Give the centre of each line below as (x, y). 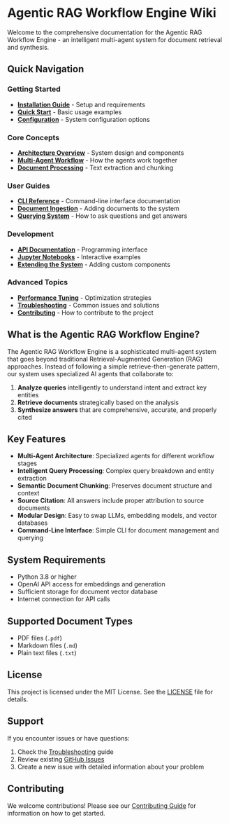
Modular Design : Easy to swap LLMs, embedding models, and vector (117, 516)
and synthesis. (28, 47)
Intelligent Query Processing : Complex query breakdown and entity (116, 471)
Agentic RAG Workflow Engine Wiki (112, 13)
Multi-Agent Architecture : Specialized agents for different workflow (116, 456)
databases (32, 523)
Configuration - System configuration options (83, 119)
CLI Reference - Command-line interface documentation (99, 201)
